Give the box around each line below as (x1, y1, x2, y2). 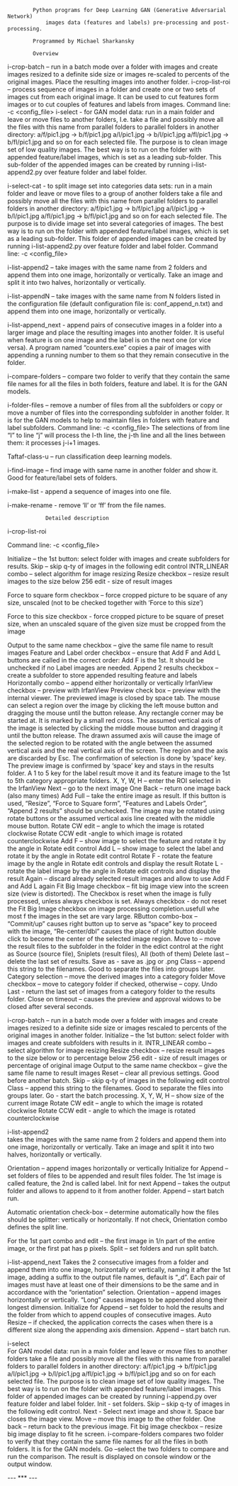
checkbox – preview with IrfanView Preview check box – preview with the (7, 686, 221, 694)
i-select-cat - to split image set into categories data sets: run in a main (7, 181, 212, 190)
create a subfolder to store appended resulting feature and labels (7, 671, 198, 680)
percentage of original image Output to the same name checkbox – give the (7, 1062, 228, 1069)
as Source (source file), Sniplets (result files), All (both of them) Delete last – (7, 950, 229, 958)
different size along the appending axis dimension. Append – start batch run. (7, 1326, 231, 1334)
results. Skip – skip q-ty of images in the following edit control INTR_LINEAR (7, 562, 229, 570)
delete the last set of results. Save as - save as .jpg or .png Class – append (7, 957, 225, 965)
